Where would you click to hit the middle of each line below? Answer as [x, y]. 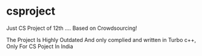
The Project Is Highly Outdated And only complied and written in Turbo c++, [101, 40]
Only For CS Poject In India [40, 46]
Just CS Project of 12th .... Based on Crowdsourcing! [72, 28]
